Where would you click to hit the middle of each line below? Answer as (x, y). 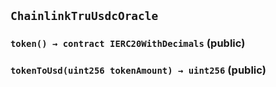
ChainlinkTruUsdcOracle (84, 16)
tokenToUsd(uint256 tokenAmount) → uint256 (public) (138, 70)
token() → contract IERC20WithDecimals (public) (128, 43)
